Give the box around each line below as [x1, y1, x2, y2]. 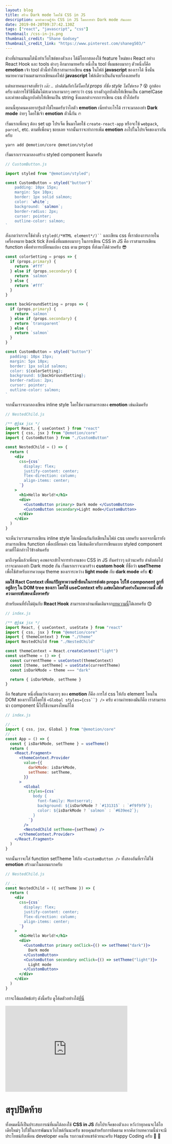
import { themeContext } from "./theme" [5, 634, 93, 640]
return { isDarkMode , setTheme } [10, 677, 82, 682]
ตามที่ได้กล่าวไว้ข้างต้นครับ [5, 547, 49, 553]
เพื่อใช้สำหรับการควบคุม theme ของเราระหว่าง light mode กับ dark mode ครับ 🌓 [5, 568, 154, 574]
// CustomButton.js [5, 161, 47, 167]
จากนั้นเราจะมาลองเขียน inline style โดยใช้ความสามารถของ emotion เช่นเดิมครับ [5, 401, 148, 407]
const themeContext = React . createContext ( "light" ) [5, 648, 118, 654]
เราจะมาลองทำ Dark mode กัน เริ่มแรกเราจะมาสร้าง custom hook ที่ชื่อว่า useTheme [5, 562, 161, 569]
